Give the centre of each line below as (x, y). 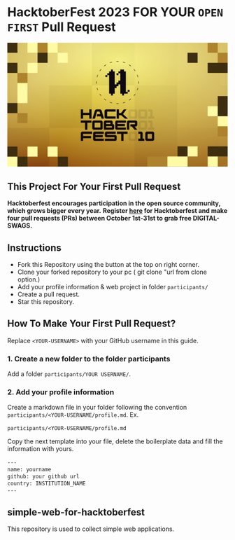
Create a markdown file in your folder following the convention (97, 408)
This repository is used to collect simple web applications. (91, 529)
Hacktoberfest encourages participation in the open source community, (114, 203)
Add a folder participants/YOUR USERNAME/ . (69, 374)
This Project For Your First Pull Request (94, 186)
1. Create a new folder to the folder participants (89, 359)
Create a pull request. (49, 294)
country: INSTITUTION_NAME (47, 484)
